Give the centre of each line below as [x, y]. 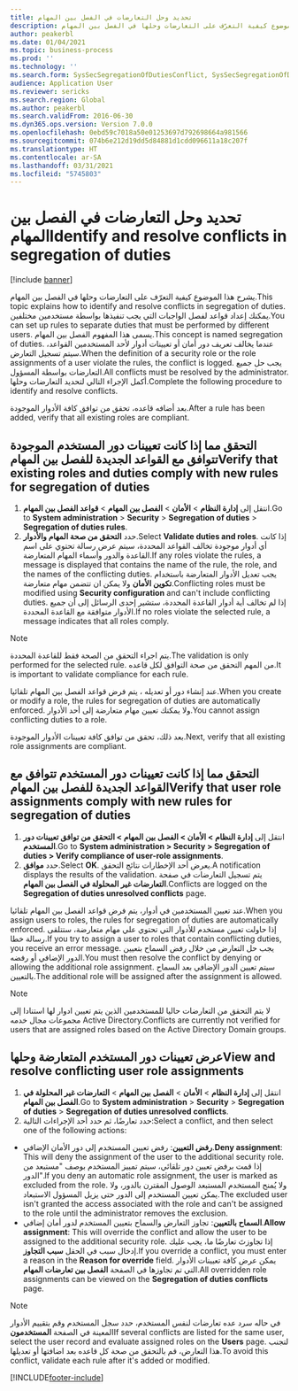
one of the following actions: [75, 1130]
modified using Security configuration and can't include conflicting [146, 593]
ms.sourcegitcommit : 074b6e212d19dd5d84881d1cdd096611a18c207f [129, 141]
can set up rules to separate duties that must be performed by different [140, 325]
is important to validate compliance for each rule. [99, 674]
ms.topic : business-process [62, 50]
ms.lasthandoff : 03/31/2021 [62, 166]
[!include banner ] [42, 280]
